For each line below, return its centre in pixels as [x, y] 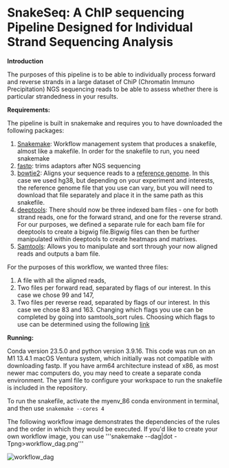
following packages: [36, 130]
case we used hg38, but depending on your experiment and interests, [116, 180]
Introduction [25, 61]
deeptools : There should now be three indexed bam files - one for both [118, 210]
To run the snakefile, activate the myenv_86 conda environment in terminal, [113, 400]
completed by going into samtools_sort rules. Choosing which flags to [116, 317]
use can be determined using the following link [83, 324]
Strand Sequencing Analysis [90, 42]
